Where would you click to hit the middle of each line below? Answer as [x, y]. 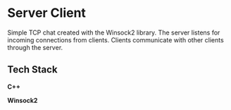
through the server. [35, 47]
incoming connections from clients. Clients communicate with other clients [115, 39]
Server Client [47, 13]
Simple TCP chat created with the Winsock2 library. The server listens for [114, 32]
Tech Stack [32, 69]
